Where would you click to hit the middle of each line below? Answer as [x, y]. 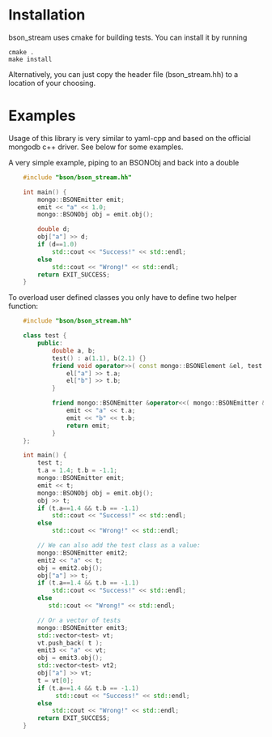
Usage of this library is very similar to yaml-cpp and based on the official [130, 138]
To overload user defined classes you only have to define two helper [123, 298]
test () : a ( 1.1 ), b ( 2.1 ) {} [99, 358]
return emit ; [88, 426]
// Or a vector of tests [79, 620]
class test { [45, 336]
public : [50, 343]
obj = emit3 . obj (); [70, 658]
